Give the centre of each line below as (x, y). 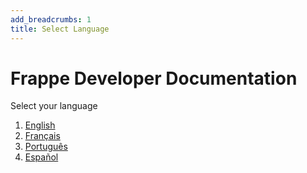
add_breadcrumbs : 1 (51, 19)
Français (42, 136)
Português (46, 147)
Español (41, 157)
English (40, 125)
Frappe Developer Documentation (154, 78)
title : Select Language (60, 29)
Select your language (54, 106)
